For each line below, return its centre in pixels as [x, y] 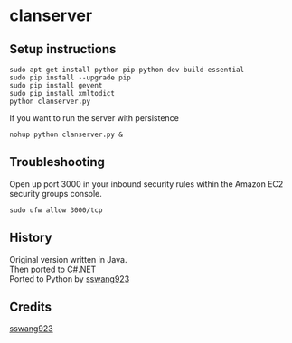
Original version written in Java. [68, 259]
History [31, 238]
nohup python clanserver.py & [66, 134]
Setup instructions [63, 49]
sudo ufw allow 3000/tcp [56, 210]
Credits [31, 307]
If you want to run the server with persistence [94, 118]
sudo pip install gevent [56, 86]
